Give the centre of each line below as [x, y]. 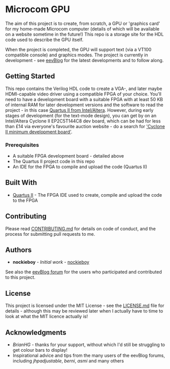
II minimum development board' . [39, 132]
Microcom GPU [38, 9]
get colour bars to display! [40, 350]
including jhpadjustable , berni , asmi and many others [68, 361]
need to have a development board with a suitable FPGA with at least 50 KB [84, 99]
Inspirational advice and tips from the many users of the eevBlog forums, [89, 356]
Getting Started [30, 76]
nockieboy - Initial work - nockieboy [51, 262]
